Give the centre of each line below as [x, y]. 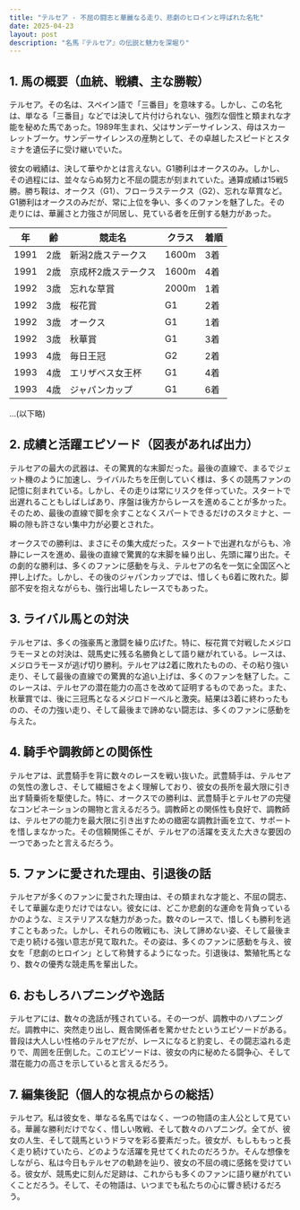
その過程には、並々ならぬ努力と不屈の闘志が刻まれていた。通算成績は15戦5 [149, 180]
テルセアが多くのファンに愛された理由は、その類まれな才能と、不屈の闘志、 [150, 897]
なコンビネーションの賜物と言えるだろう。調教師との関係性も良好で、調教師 [150, 809]
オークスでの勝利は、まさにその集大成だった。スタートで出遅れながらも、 [146, 543]
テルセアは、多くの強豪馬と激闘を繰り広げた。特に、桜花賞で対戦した [139, 642]
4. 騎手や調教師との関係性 [81, 752]
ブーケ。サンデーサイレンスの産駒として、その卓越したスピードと [154, 138]
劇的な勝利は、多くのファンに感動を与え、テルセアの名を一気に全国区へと [154, 566]
